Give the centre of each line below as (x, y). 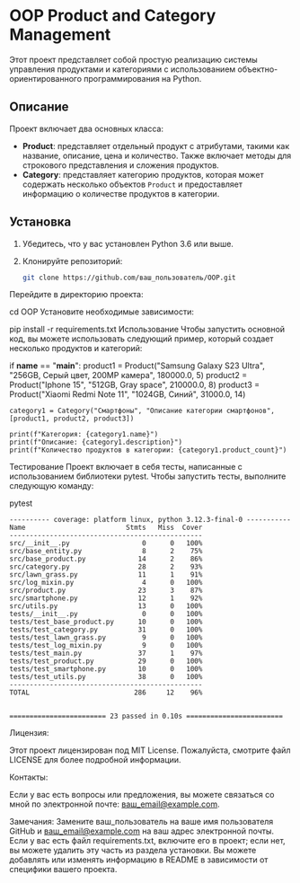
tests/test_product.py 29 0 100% (106, 661)
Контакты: (29, 777)
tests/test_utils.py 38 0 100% (106, 677)
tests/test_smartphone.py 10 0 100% (106, 669)
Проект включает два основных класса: (87, 128)
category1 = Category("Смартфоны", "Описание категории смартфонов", (142, 411)
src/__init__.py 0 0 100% (106, 543)
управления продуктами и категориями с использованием (123, 69)
